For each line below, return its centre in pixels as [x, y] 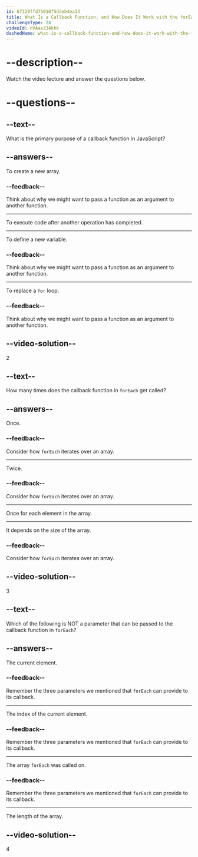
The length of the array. [35, 816]
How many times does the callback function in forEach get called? [86, 391]
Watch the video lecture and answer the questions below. [76, 79]
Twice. [14, 468]
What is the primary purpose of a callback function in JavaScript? [86, 138]
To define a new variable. [37, 240]
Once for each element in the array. [49, 513]
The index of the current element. [47, 714]
